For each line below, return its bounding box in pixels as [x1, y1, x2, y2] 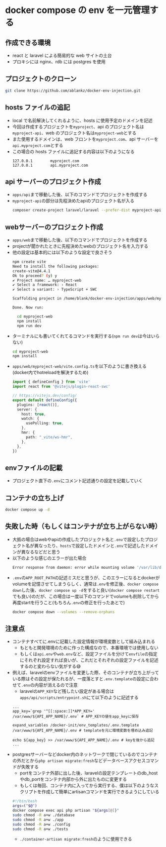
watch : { [21, 416, 40, 421]
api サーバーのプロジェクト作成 [5, 177, 101, 186]
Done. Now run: [12, 305, 44, 310]
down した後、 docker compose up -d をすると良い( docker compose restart [12, 587, 160, 593]
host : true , [21, 412, 46, 417]
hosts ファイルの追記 [5, 103, 70, 112]
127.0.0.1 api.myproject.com [12, 163, 88, 168]
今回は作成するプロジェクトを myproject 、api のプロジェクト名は [12, 123, 144, 129]
